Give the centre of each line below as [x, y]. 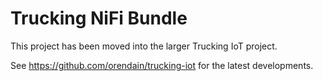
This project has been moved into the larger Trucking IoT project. [144, 46]
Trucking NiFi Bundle [99, 18]
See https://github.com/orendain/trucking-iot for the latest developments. [162, 65]
